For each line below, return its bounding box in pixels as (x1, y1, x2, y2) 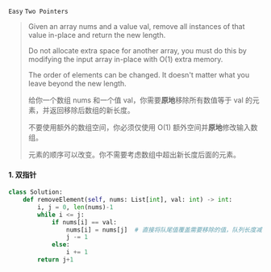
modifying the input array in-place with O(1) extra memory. (27, 55, 223, 64)
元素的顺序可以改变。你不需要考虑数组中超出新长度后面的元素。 (27, 150, 240, 159)
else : (51, 241, 70, 249)
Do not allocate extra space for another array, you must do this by (27, 46, 248, 55)
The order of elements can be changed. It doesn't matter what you (27, 70, 250, 79)
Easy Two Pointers (8, 7, 69, 15)
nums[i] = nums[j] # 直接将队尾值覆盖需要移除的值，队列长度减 (65, 225, 262, 234)
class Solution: (8, 188, 63, 196)
